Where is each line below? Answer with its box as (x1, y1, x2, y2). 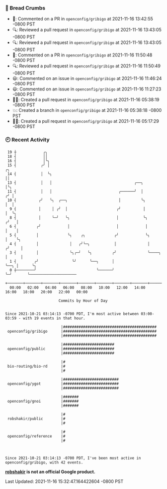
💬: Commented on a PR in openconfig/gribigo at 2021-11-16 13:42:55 (12, 16, 153, 22)
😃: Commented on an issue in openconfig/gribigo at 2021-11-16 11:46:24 (12, 75, 162, 81)
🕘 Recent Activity (5, 136, 50, 143)
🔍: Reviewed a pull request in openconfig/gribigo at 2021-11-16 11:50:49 (12, 63, 161, 69)
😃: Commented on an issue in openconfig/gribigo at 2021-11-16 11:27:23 (12, 86, 162, 92)
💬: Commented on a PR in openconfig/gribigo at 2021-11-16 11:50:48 (12, 52, 153, 58)
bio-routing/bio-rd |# (7, 364, 66, 369)
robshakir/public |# (7, 416, 66, 421)
